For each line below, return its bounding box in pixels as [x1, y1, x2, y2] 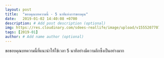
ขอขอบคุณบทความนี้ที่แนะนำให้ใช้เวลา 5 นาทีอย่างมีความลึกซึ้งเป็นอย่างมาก [5, 47, 124, 54]
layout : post [5, 7, 32, 12]
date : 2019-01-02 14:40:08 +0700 [5, 16, 78, 21]
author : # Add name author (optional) [5, 35, 84, 39]
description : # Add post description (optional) [5, 20, 106, 26]
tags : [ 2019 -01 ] [5, 30, 38, 35]
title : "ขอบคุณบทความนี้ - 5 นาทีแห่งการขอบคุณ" [5, 12, 88, 17]
